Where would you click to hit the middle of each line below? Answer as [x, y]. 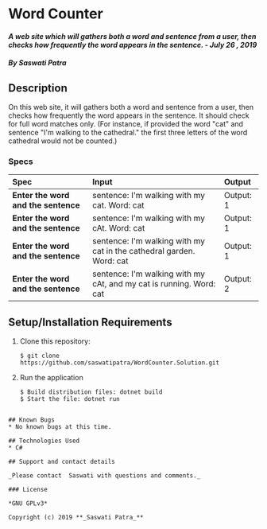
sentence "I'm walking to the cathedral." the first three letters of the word [128, 133]
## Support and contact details [62, 462]
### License [28, 490]
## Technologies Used [44, 441]
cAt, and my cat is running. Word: [154, 284]
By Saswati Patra [37, 63]
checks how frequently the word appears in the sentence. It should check [129, 115]
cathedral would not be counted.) [63, 141]
